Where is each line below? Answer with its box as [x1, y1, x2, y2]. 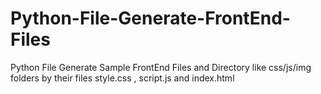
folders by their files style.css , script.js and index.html [10, 72, 235, 84]
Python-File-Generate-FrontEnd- [10, 7, 291, 30]
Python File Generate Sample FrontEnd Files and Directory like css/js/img [10, 61, 312, 73]
